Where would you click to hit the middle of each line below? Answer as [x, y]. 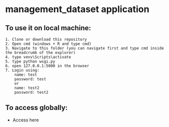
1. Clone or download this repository [46, 39]
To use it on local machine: [48, 28]
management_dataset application [77, 9]
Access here [26, 120]
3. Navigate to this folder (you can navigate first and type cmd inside [85, 48]
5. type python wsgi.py [30, 61]
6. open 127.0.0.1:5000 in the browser [47, 66]
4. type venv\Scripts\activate [38, 57]
